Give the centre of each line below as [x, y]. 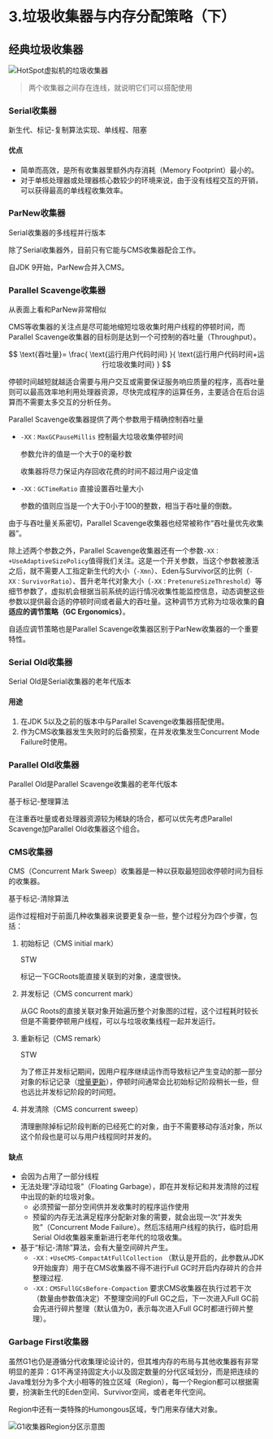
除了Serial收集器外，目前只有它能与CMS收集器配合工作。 [104, 250]
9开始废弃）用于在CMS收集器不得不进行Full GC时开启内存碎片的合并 [147, 1268]
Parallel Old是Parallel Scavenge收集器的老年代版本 [93, 784]
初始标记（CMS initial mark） [69, 943]
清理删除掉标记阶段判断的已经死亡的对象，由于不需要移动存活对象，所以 [141, 1126]
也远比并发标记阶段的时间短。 [70, 1092]
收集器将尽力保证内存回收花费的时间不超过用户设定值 [109, 471]
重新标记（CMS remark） [63, 1039]
